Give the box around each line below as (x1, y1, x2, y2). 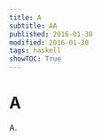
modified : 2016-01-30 (9, 37, 90, 47)
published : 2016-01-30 (9, 29, 93, 38)
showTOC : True (9, 54, 62, 63)
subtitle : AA (9, 21, 58, 30)
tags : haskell (9, 46, 62, 55)
